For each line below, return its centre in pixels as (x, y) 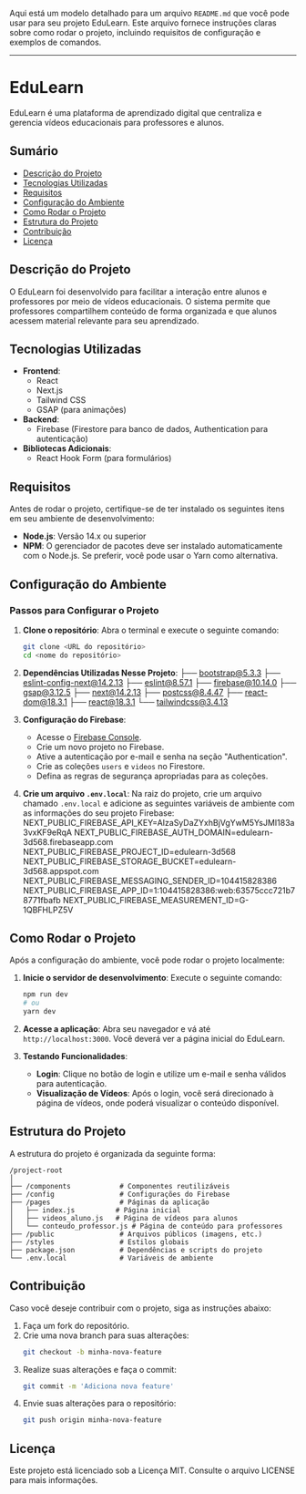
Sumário (34, 151)
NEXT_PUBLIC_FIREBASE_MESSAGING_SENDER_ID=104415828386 (150, 881)
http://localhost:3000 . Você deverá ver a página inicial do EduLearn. (153, 1039)
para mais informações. (54, 1480)
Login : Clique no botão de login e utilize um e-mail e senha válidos (161, 1074)
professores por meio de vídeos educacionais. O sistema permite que (140, 301)
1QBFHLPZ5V (48, 910)
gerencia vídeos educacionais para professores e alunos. (117, 122)
